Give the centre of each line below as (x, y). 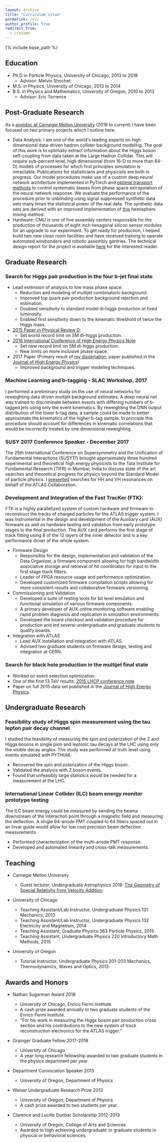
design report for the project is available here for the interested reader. (85, 246)
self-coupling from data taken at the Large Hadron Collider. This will (82, 156)
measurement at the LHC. (39, 781)
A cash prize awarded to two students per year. (69, 1105)
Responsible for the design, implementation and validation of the (87, 556)
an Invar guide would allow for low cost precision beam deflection (73, 827)
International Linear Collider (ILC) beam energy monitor (74, 794)
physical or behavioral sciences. (53, 1135)
